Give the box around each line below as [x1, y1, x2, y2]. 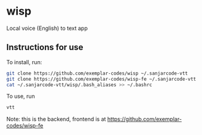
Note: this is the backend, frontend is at [6, 115, 106, 123]
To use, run [6, 93, 35, 100]
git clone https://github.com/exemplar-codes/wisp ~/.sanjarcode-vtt [6, 70, 188, 76]
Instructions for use [6, 42, 84, 53]
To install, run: [6, 58, 42, 65]
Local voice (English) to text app [6, 24, 88, 32]
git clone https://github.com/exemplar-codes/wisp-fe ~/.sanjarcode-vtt [6, 76, 196, 82]
